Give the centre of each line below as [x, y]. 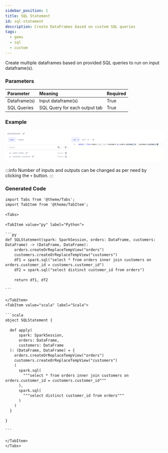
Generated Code [26, 189]
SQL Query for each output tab [71, 108]
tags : [11, 32]
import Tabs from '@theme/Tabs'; [40, 200]
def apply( [21, 330]
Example [16, 122]
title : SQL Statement [28, 16]
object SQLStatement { [29, 320]
